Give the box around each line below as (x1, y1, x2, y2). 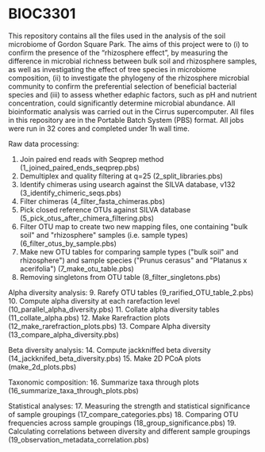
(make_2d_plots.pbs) (8, 362, 77, 371)
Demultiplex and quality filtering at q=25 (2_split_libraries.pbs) (19, 171, 224, 181)
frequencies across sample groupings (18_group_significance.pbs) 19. (8, 418, 236, 427)
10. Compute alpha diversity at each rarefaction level (8, 296, 180, 305)
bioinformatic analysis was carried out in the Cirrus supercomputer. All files (8, 106, 255, 116)
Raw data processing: (8, 139, 79, 148)
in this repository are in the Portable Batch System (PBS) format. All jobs (8, 115, 244, 124)
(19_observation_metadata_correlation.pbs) (8, 435, 149, 444)
